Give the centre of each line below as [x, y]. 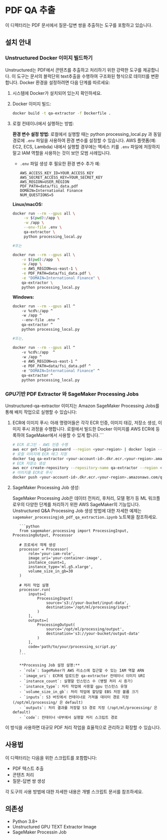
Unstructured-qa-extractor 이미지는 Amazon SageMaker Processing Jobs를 [82, 406]
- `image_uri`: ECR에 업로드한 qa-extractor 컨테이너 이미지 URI [82, 676]
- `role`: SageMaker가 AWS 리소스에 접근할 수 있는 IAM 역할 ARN [82, 671]
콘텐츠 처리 [23, 774]
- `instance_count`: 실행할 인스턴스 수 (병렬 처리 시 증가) [76, 681]
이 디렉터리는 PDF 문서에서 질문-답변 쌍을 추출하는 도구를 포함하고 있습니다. [79, 25]
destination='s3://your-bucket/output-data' [93, 634]
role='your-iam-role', [52, 554]
